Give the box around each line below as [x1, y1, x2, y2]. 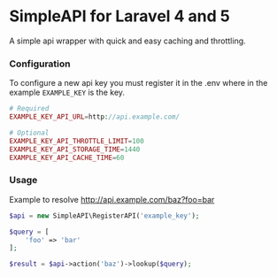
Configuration [9, 58, 71, 70]
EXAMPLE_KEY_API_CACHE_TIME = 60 [9, 153, 125, 162]
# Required [9, 104, 50, 113]
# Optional [9, 128, 50, 137]
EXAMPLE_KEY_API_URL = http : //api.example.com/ [9, 112, 180, 121]
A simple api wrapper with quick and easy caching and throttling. [9, 35, 246, 46]
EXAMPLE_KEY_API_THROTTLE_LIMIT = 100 [9, 136, 144, 145]
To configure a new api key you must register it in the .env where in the [9, 78, 268, 88]
